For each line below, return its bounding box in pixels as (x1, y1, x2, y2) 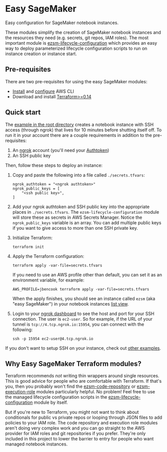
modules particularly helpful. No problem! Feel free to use (36, 389, 155, 395)
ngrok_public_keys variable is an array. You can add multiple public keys (12, 219, 161, 226)
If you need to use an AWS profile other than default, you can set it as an (12, 271, 162, 277)
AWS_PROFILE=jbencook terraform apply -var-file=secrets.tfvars (12, 286, 149, 291)
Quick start (5, 108, 41, 117)
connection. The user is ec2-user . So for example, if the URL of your (12, 316, 153, 322)
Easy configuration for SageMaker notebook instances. (5, 20, 119, 26)
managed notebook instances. (5, 441, 68, 447)
